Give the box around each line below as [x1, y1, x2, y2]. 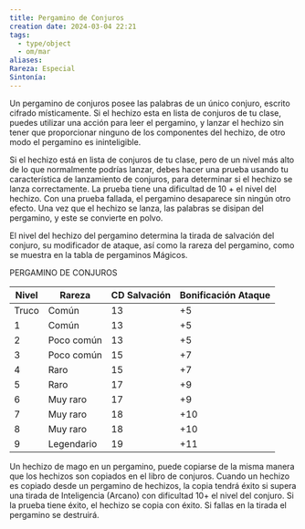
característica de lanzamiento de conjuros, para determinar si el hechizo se [9, 173, 293, 184]
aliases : [9, 56, 43, 65]
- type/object [17, 38, 71, 48]
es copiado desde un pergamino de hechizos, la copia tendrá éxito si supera [9, 480, 297, 491]
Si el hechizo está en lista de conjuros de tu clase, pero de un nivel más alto [9, 154, 295, 165]
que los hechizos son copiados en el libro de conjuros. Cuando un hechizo [9, 471, 290, 482]
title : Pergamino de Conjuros [9, 13, 125, 23]
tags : [9, 30, 30, 39]
